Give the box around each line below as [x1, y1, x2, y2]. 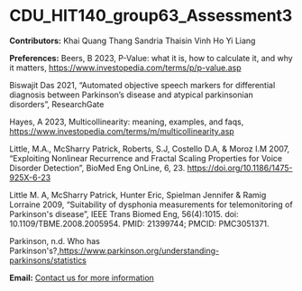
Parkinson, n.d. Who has [9, 235, 101, 246]
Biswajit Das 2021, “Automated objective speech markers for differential [9, 79, 276, 90]
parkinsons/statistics [9, 254, 87, 266]
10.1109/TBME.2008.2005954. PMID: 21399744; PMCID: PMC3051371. [9, 218, 270, 229]
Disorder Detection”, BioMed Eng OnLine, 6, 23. [9, 162, 186, 173]
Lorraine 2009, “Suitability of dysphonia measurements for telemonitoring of [9, 199, 293, 210]
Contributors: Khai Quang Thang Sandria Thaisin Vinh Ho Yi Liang [9, 35, 256, 46]
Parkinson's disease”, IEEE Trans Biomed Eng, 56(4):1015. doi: [9, 208, 239, 219]
